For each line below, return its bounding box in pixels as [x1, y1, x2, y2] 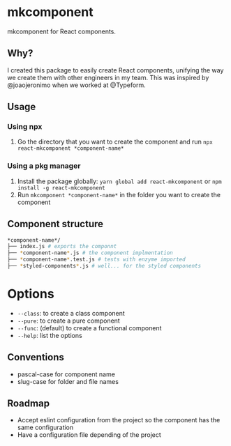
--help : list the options [17, 331, 82, 339]
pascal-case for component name [17, 370, 115, 378]
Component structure [7, 218, 103, 230]
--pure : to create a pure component [17, 316, 120, 325]
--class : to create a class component [17, 309, 126, 317]
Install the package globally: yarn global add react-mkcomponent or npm [17, 177, 222, 185]
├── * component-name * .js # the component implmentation [7, 249, 173, 256]
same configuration [17, 423, 74, 432]
